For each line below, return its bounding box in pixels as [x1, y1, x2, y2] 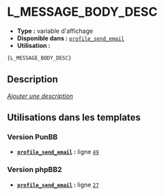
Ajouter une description [7, 92, 74, 100]
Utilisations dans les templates [7, 112, 141, 123]
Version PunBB [7, 132, 58, 141]
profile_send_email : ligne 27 [16, 180, 99, 188]
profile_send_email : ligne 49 [16, 148, 99, 156]
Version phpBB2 [7, 165, 63, 175]
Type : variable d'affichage [16, 27, 94, 35]
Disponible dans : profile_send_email [16, 34, 125, 42]
